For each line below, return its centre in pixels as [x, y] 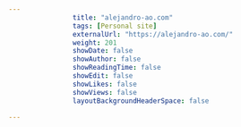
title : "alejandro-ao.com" [123, 17]
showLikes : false [105, 84]
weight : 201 [95, 42]
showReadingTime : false [117, 68]
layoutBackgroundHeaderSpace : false [141, 101]
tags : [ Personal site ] [115, 26]
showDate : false [103, 51]
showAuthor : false [107, 59]
